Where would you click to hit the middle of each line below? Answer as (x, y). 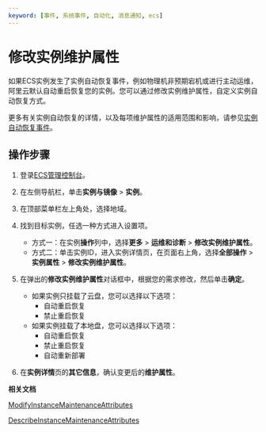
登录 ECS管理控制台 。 (54, 175)
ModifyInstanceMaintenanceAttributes (70, 405)
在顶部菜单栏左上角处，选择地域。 (75, 209)
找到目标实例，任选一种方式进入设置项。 (85, 226)
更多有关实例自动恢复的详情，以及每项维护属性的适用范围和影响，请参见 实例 (133, 117)
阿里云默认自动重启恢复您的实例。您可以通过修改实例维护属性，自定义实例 (129, 90)
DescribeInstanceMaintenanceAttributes (74, 420)
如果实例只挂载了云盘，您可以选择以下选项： (104, 296)
